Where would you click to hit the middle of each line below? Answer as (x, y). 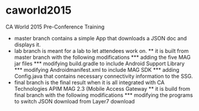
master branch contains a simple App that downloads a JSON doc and (100, 38)
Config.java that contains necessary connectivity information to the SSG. (103, 76)
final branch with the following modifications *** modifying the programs (103, 95)
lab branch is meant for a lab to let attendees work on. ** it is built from (101, 50)
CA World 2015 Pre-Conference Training (55, 27)
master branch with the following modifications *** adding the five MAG (102, 57)
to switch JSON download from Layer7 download (74, 101)
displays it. (27, 45)
